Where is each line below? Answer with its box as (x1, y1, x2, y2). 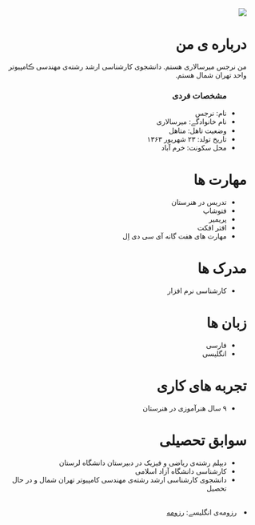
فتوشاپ (202, 206, 227, 215)
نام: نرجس (195, 108, 227, 118)
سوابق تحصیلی (159, 431, 247, 450)
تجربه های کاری (157, 377, 247, 395)
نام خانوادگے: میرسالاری (156, 117, 227, 126)
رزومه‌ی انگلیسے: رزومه (165, 507, 237, 517)
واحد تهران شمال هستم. (175, 70, 247, 79)
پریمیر (209, 214, 227, 224)
